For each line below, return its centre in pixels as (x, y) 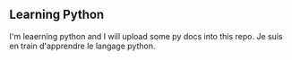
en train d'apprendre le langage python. (82, 46)
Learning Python (57, 15)
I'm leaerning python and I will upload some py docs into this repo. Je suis (146, 36)
